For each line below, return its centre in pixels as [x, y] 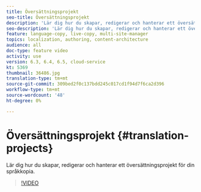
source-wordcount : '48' [36, 95]
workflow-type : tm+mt [33, 90]
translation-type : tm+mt [37, 78]
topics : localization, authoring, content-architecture [77, 39]
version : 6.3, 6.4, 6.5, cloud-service [56, 62]
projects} [30, 148]
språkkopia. [21, 171]
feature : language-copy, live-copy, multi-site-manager [77, 34]
